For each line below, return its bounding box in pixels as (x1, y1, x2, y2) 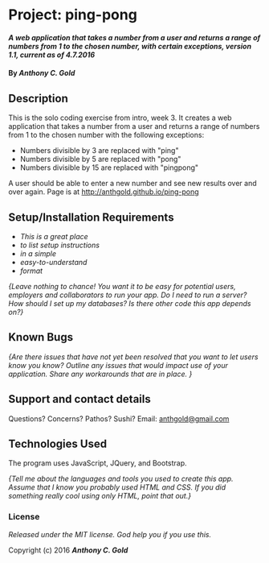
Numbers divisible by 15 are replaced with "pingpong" (19, 163, 199, 172)
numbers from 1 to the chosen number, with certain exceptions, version (8, 41, 251, 51)
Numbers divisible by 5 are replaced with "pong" (19, 155, 181, 164)
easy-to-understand (19, 258, 88, 267)
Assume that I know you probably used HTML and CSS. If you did (8, 482, 226, 492)
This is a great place (19, 232, 88, 241)
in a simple (19, 249, 57, 259)
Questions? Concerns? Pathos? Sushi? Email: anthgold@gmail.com (8, 413, 230, 424)
